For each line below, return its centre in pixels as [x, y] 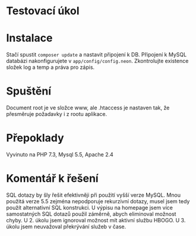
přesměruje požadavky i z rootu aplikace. [57, 114]
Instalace [29, 38]
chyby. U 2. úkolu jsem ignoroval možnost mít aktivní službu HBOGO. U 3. [96, 220]
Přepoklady [35, 138]
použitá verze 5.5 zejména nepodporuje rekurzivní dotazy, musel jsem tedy [98, 201]
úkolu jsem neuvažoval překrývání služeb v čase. [66, 226]
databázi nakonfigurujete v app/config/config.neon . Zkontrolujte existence [97, 61]
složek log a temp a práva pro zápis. [50, 67]
